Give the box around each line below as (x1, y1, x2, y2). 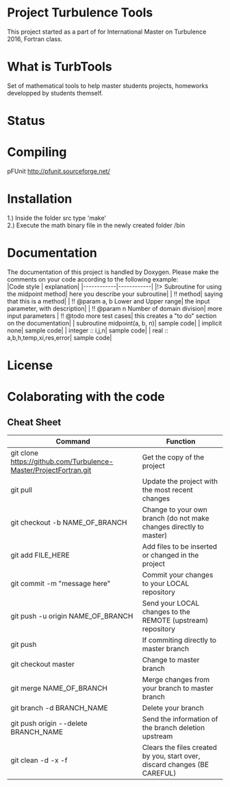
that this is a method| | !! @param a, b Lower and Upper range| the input (7, 297, 210, 305)
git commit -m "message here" (10, 579, 111, 589)
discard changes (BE (142, 760, 209, 770)
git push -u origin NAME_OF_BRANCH (10, 611, 133, 621)
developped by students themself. (7, 89, 103, 97)
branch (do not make (142, 514, 210, 523)
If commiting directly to (142, 635, 217, 645)
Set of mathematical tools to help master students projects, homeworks (7, 81, 209, 90)
